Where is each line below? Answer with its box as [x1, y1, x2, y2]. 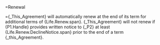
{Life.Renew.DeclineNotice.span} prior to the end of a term [5, 29, 124, 35]
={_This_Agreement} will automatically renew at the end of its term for [5, 14, 146, 19]
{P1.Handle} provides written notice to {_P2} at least [5, 24, 110, 30]
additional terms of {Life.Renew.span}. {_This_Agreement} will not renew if [5, 19, 156, 24]
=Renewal [5, 4, 26, 10]
